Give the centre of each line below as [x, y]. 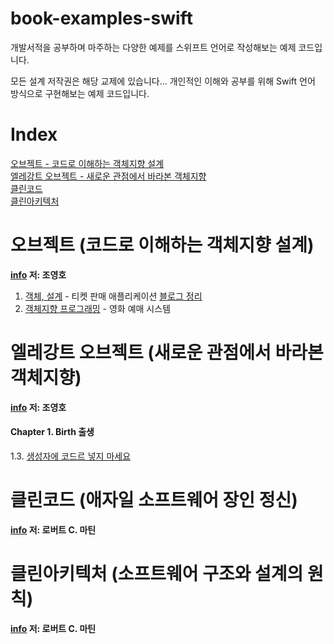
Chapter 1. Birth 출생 [52, 432]
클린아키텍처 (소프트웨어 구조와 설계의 [157, 574]
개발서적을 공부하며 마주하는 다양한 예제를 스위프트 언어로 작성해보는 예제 [153, 47]
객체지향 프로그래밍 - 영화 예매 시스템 [98, 308]
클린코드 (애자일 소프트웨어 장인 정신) [154, 500]
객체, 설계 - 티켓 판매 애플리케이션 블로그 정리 [113, 296]
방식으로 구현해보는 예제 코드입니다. [80, 93]
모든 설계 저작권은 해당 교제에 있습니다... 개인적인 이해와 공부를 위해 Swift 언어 [163, 81]
